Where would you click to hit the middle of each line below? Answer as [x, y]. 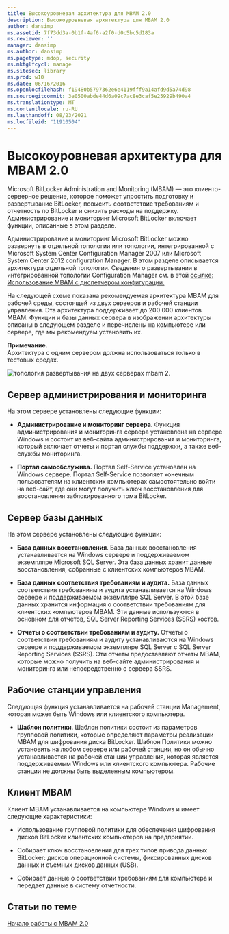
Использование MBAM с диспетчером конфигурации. [86, 282]
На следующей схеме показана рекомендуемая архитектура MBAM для [113, 296]
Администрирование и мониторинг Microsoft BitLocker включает [102, 218]
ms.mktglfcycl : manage [39, 64]
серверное [23, 197]
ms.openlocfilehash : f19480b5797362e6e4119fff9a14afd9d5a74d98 [99, 90]
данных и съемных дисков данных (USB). [78, 865]
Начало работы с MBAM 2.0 [48, 923]
